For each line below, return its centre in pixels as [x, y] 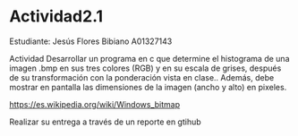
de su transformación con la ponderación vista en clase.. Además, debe [142, 77]
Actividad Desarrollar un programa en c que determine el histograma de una [149, 58]
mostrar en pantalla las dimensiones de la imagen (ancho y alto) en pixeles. [148, 87]
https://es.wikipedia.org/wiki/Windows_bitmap [95, 104]
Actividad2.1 [56, 17]
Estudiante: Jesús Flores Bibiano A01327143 [91, 41]
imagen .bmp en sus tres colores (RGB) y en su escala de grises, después [145, 68]
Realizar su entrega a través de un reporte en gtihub [105, 122]
